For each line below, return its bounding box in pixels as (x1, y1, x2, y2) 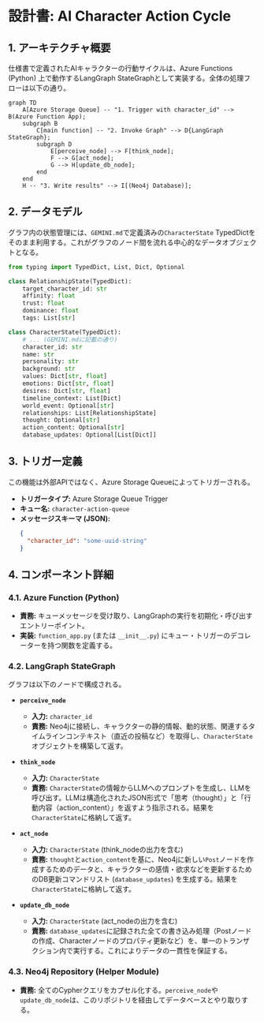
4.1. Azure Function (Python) (8, 592, 120, 603)
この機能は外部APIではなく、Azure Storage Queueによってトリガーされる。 (8, 477, 255, 486)
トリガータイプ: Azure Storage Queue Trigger (19, 494, 169, 504)
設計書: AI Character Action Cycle (8, 7, 232, 25)
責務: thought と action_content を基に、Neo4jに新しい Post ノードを (31, 855, 247, 864)
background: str (22, 365, 76, 373)
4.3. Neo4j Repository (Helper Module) (8, 966, 160, 977)
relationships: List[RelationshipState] (22, 409, 157, 417)
